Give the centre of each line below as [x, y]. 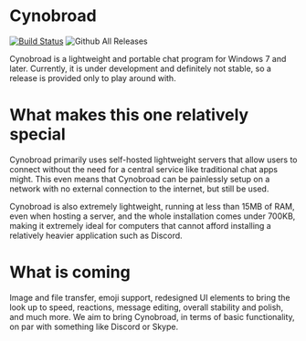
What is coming [70, 272]
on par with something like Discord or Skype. [94, 326]
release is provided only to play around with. [93, 77]
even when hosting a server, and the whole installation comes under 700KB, [153, 216]
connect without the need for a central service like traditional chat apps [144, 169]
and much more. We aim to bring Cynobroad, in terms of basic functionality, [152, 316]
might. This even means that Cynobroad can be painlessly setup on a [140, 179]
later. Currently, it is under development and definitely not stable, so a [141, 68]
